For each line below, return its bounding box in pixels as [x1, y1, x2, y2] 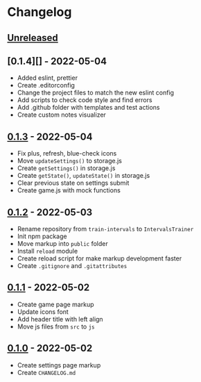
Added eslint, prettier [17, 74, 78, 82]
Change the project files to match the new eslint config [17, 88, 175, 97]
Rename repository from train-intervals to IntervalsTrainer [17, 225, 194, 233]
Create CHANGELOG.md [17, 368, 76, 376]
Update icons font [17, 307, 69, 316]
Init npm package [17, 232, 67, 240]
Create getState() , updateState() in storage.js [17, 172, 150, 180]
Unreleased [7, 32, 59, 44]
